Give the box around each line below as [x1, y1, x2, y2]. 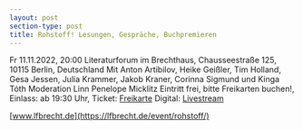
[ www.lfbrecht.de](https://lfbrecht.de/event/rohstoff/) [9, 110, 210, 122]
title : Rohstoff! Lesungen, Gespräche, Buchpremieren [9, 30, 218, 39]
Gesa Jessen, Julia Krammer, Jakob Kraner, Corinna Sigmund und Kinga [9, 74, 279, 85]
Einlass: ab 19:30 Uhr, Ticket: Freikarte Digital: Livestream [9, 93, 224, 104]
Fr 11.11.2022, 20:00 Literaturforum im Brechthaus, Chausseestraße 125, [9, 55, 277, 66]
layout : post [9, 13, 59, 23]
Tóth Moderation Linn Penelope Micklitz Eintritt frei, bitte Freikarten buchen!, [9, 83, 295, 95]
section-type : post [9, 22, 83, 31]
